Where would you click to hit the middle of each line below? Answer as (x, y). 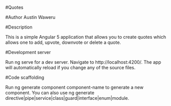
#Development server (28, 52)
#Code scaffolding (25, 77)
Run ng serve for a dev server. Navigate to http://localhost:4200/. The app (83, 62)
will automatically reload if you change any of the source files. (70, 68)
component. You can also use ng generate (50, 93)
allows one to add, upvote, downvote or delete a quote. (63, 42)
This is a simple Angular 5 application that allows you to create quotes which (86, 37)
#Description (19, 27)
